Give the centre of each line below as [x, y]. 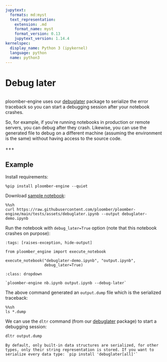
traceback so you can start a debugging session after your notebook [77, 107]
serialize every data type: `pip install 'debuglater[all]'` [72, 354]
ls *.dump [16, 312]
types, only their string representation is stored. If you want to [80, 350]
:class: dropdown [24, 274]
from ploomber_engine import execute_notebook [56, 252]
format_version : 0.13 [37, 34]
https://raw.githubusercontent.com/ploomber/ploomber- [76, 210]
